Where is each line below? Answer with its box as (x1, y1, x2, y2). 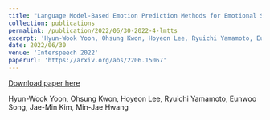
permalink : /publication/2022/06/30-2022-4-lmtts (8, 26, 178, 34)
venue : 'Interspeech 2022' (8, 49, 99, 57)
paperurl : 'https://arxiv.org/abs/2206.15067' (8, 57, 167, 65)
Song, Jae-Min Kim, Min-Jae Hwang (8, 102, 129, 112)
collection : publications (8, 19, 95, 27)
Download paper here (8, 78, 80, 88)
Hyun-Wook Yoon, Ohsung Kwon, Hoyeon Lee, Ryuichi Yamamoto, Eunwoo (8, 94, 257, 103)
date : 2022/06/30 (8, 42, 67, 50)
